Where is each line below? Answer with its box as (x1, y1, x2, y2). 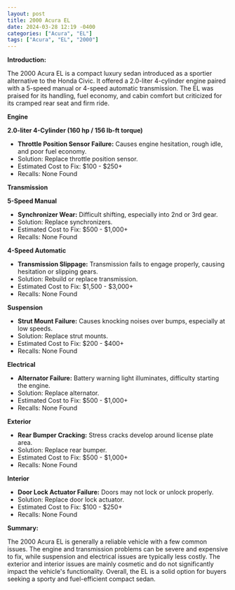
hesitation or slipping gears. (17, 267, 98, 276)
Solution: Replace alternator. (17, 389, 100, 397)
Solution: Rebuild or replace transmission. (17, 275, 138, 283)
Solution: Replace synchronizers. (17, 218, 113, 227)
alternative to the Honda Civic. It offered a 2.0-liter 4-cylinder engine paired (7, 76, 227, 85)
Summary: (7, 524, 39, 532)
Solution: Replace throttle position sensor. (17, 155, 138, 163)
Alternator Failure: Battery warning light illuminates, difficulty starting (17, 374, 220, 382)
